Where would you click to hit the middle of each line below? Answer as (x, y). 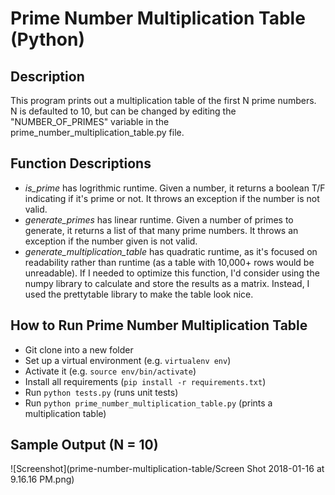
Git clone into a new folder (79, 349)
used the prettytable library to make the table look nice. (139, 294)
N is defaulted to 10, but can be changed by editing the (123, 111)
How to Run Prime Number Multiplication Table (159, 325)
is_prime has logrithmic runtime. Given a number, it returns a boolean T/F (175, 188)
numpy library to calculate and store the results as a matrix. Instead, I (167, 283)
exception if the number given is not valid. (111, 241)
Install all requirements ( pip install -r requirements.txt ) (145, 381)
